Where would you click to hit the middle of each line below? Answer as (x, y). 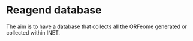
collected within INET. (33, 32)
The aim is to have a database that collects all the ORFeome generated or (97, 26)
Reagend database (54, 10)
